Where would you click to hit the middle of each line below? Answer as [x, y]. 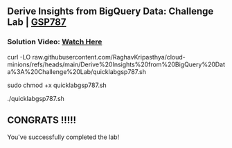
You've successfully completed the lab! [63, 137]
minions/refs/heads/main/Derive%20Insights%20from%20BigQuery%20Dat [116, 64]
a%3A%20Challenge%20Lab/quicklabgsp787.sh [77, 71]
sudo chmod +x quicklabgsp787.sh [57, 85]
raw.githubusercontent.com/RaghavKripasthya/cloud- [109, 57]
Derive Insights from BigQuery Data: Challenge [110, 11]
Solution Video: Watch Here [55, 42]
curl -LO [19, 57]
